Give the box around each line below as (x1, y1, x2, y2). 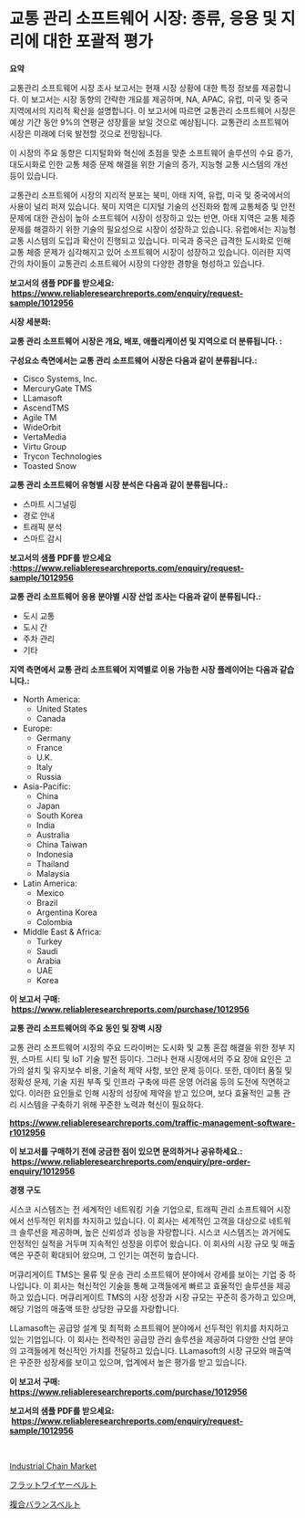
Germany (36, 732, 71, 743)
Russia (36, 771, 62, 782)
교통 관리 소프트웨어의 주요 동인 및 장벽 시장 (9, 1023, 162, 1034)
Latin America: (22, 878, 77, 889)
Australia (36, 829, 70, 840)
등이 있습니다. (9, 170, 59, 181)
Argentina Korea (36, 907, 97, 918)
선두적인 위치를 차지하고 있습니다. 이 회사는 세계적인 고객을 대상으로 (25, 1215, 267, 1226)
